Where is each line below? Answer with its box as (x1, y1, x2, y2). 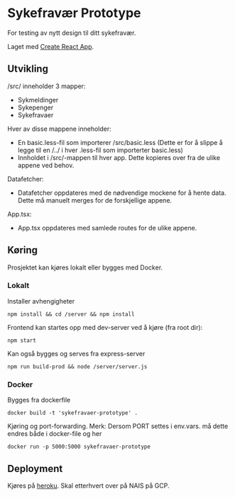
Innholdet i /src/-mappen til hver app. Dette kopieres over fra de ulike (17, 153, 221, 161)
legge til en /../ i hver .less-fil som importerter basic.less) (17, 146, 183, 154)
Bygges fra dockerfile (7, 396, 71, 405)
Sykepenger (17, 103, 54, 112)
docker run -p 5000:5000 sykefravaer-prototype (7, 443, 151, 451)
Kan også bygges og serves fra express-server (7, 349, 146, 358)
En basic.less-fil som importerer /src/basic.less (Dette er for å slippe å (17, 138, 224, 146)
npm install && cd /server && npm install (7, 311, 135, 318)
